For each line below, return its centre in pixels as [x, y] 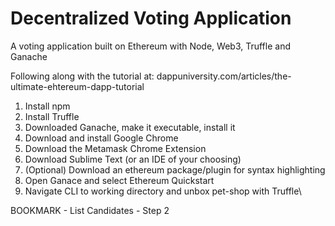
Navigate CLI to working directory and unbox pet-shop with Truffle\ [163, 191]
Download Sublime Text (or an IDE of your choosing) [133, 159]
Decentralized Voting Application [151, 18]
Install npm [47, 106]
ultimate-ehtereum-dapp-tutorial [77, 86]
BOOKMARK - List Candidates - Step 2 [90, 210]
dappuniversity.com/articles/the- [224, 76]
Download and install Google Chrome [101, 138]
